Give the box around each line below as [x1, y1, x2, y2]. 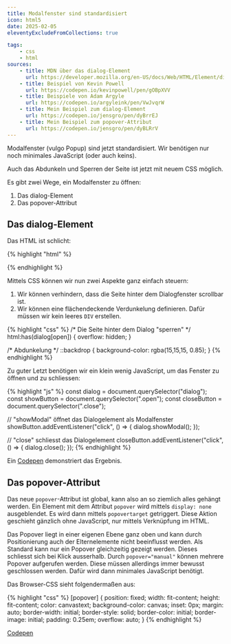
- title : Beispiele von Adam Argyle [19, 93, 125, 100]
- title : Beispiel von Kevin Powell [19, 80, 125, 87]
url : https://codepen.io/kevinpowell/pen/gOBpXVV [25, 87, 170, 94]
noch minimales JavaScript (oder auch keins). [7, 151, 137, 159]
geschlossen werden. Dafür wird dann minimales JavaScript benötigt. [7, 567, 204, 575]
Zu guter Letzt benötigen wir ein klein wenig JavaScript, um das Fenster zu [7, 366, 219, 375]
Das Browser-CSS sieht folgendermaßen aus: [7, 580, 136, 589]
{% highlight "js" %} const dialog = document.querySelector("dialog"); [7, 387, 208, 396]
